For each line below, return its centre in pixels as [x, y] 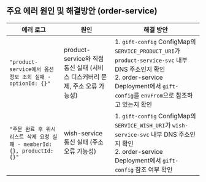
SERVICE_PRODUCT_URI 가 [147, 51]
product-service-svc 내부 [151, 60]
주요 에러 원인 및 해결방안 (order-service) [82, 11]
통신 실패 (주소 [84, 142]
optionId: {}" [30, 83]
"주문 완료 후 [26, 129]
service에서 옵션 [32, 69]
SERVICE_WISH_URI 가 [143, 125]
